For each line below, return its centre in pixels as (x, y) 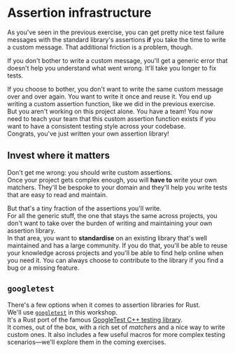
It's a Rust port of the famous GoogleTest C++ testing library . (95, 319)
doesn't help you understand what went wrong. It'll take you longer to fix (112, 68)
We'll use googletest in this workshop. (62, 312)
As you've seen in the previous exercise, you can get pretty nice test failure (116, 32)
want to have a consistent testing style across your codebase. (97, 126)
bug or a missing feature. (43, 268)
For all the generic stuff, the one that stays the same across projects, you (113, 215)
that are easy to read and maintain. (57, 194)
